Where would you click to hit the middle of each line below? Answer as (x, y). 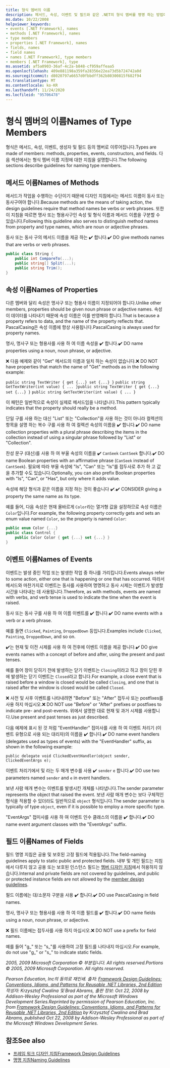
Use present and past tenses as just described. (60, 717)
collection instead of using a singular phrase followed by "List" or (74, 437)
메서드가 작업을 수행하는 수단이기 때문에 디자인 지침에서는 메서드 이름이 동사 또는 (85, 196)
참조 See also (25, 1040)
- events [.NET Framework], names (42, 29)
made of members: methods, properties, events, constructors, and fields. (82, 154)
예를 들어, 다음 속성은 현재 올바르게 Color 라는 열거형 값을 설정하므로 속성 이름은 (84, 507)
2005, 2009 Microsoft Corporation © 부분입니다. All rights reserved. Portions (84, 963)
